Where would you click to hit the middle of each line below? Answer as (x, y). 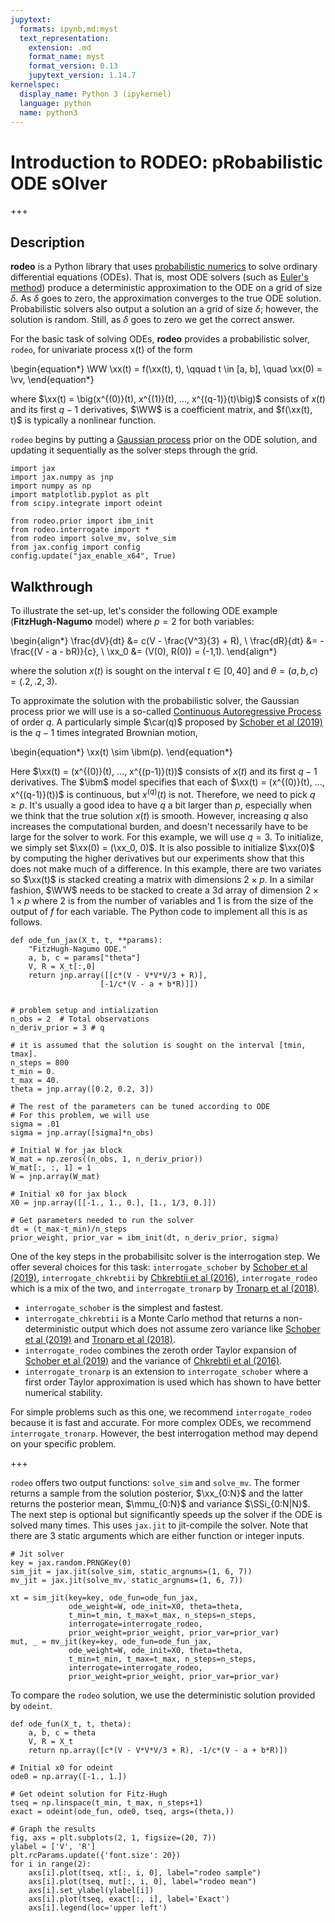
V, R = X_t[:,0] (62, 966)
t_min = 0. (33, 1071)
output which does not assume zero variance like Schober (201, 1328)
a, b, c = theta (62, 1732)
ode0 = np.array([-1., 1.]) (69, 1776)
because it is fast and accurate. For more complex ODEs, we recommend (161, 1422)
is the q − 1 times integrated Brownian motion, (104, 732)
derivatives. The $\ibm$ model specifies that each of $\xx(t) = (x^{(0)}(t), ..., (167, 782)
